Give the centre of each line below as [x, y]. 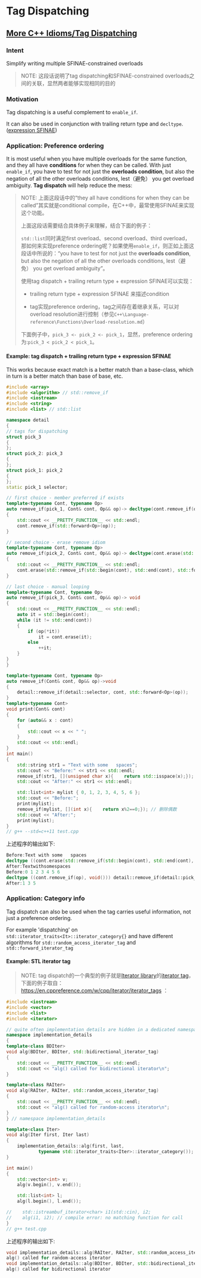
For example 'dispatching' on [42, 930]
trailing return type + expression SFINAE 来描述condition [99, 294]
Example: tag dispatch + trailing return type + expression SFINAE [89, 356]
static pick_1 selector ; [37, 487]
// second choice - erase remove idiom [56, 542]
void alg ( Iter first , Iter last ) [48, 1135]
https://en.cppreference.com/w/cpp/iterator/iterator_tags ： [95, 991]
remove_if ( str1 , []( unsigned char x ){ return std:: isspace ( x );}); [106, 776]
